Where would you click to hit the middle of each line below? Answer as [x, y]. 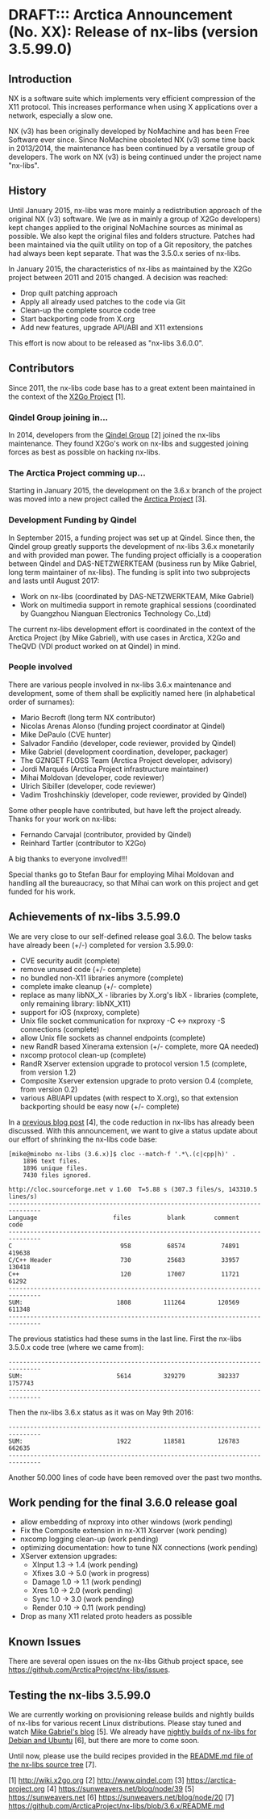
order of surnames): [42, 702]
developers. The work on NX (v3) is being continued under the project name [135, 157]
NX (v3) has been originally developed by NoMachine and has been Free [129, 131]
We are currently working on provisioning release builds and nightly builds [131, 1715]
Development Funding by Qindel [73, 520]
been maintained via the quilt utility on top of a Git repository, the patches [130, 245]
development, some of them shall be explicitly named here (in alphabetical [132, 693]
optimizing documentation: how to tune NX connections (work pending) [139, 1548]
